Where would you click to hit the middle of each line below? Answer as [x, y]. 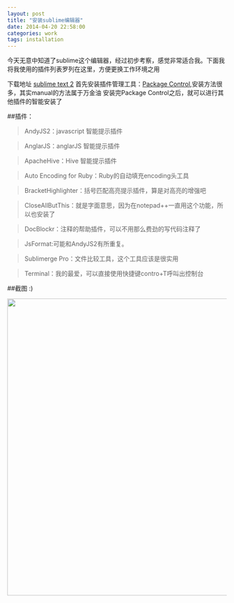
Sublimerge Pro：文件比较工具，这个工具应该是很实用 [101, 259]
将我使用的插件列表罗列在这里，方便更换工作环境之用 [84, 69]
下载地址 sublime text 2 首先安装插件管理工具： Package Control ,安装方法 [112, 84]
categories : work [32, 33]
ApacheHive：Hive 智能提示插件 [70, 161]
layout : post [26, 14]
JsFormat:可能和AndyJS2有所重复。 [76, 244]
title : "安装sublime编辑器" [45, 20]
